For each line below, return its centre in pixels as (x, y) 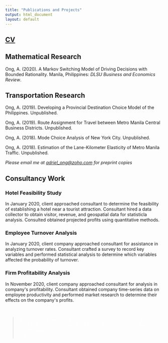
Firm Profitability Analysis (38, 273)
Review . (13, 80)
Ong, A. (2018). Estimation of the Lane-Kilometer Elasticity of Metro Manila (82, 148)
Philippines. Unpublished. (32, 113)
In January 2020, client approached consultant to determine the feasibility (82, 204)
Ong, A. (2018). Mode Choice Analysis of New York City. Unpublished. (78, 138)
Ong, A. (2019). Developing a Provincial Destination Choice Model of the (80, 108)
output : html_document (29, 15)
